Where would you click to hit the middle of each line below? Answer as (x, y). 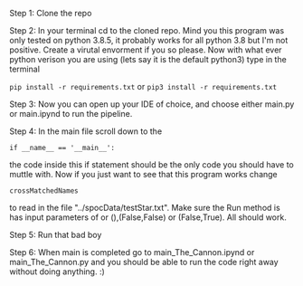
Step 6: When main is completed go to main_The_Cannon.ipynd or (132, 252)
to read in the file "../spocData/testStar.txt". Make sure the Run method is (145, 208)
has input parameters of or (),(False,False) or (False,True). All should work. (148, 217)
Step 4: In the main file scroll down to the (86, 131)
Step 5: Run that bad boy (56, 235)
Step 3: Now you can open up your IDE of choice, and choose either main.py (152, 104)
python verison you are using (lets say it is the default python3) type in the (148, 59)
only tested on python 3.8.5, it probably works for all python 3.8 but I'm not (149, 40)
